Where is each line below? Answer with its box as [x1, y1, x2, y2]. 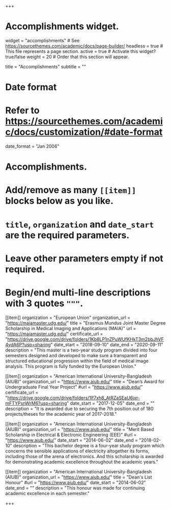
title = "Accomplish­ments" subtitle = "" [5, 63, 87, 69]
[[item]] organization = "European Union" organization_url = [5, 314, 131, 320]
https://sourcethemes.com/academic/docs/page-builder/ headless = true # [5, 43, 163, 49]
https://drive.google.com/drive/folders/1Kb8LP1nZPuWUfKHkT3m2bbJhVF [7, 336, 164, 342]
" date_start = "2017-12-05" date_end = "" [67, 400, 155, 406]
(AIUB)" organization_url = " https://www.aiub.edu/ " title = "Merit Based [5, 426, 154, 432]
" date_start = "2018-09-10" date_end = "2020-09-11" [50, 341, 164, 347]
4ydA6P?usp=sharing [5, 341, 51, 347]
